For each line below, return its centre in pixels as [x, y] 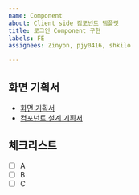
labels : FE [27, 38]
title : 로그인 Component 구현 [55, 30]
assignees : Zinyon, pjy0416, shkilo [69, 46]
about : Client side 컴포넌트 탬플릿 [63, 23]
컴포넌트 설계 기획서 [51, 118]
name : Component [35, 16]
